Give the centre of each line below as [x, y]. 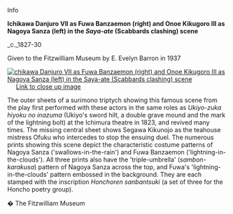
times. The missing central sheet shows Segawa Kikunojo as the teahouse [114, 130]
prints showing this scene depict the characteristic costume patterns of [110, 145]
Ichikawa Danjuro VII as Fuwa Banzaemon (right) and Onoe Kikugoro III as [116, 23]
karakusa [21, 167]
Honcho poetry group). [40, 189]
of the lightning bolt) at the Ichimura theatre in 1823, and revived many [108, 122]
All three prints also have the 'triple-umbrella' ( [113, 159]
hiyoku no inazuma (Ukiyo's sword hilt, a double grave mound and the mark [116, 115]
